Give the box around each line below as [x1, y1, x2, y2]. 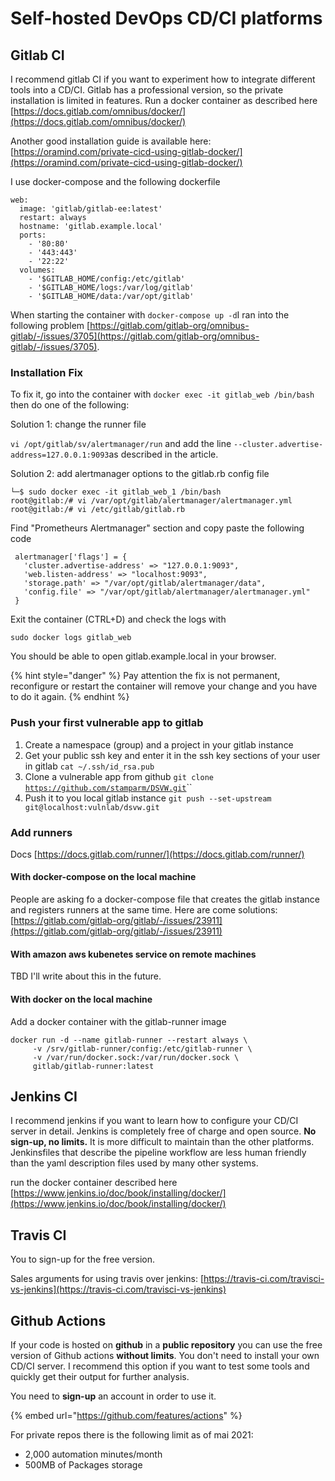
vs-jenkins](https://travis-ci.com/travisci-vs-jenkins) [10, 1283, 227, 1296]
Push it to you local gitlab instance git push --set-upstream [24, 792, 272, 804]
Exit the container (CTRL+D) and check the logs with [10, 613, 227, 626]
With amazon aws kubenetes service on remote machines [10, 948, 257, 960]
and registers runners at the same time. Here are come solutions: [10, 904, 278, 916]
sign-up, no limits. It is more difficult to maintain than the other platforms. [10, 1136, 315, 1148]
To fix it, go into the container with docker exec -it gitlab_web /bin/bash [10, 388, 315, 401]
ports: [19, 230, 47, 240]
